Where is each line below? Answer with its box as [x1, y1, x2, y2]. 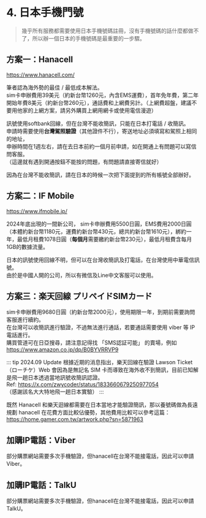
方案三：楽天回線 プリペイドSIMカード [6, 291, 153, 301]
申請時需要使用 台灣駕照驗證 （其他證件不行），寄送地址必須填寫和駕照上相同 [6, 127, 197, 135]
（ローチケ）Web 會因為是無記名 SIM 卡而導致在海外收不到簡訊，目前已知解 [6, 366, 199, 374]
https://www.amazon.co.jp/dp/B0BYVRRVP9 [6, 346, 119, 353]
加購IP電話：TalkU [6, 479, 77, 490]
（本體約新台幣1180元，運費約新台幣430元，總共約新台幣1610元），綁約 [6, 227, 187, 235]
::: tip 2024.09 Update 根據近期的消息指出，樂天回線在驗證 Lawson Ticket [6, 359, 193, 366]
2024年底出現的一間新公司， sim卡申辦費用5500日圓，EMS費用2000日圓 [6, 220, 192, 227]
